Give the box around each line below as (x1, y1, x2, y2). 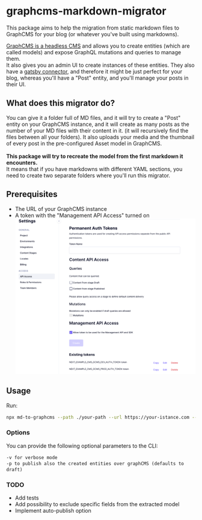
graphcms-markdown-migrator (6, 4, 167, 18)
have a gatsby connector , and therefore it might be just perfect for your (6, 67, 183, 75)
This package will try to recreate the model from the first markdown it (6, 152, 183, 160)
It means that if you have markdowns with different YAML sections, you (6, 165, 183, 172)
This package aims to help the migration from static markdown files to (6, 24, 179, 31)
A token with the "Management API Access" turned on (14, 211, 150, 219)
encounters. (6, 158, 38, 166)
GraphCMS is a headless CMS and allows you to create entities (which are (6, 42, 191, 49)
